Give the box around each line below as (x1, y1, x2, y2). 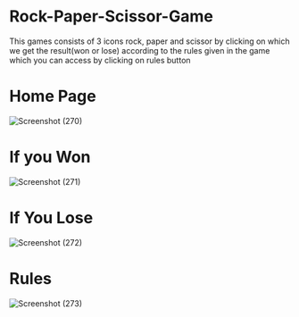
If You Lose (9, 208, 94, 228)
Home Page (9, 87, 96, 106)
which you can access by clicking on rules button (9, 54, 191, 65)
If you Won (9, 147, 91, 167)
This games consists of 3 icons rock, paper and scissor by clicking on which (9, 36, 290, 46)
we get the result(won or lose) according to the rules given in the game (9, 45, 270, 55)
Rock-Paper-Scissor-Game (9, 6, 214, 27)
